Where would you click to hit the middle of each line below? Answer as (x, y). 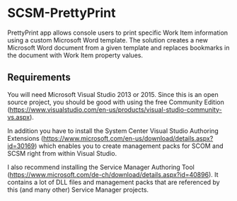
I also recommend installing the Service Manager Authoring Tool (101, 167)
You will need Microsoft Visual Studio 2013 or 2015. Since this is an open (113, 94)
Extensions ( (25, 138)
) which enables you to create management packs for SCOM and (129, 146)
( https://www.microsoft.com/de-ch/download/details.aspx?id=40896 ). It (113, 174)
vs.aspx (19, 117)
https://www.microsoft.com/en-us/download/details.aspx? (128, 138)
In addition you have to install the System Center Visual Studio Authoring (113, 131)
